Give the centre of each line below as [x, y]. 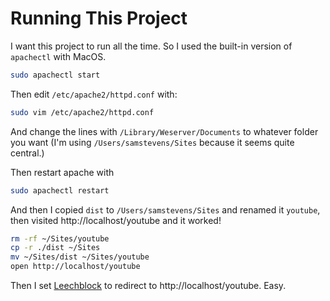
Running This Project [99, 18]
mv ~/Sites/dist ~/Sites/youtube [80, 257]
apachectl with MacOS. [58, 56]
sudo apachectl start [55, 75]
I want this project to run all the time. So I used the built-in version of [151, 46]
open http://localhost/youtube [75, 267]
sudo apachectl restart [60, 190]
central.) [27, 153]
